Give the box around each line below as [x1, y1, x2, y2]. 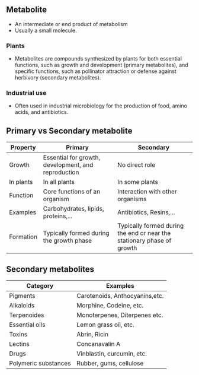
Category [26, 282, 54, 290]
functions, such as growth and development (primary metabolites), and [14, 62, 188, 69]
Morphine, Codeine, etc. [76, 301, 144, 310]
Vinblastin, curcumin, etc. [76, 349, 147, 358]
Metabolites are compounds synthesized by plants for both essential [14, 55, 182, 62]
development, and [43, 161, 94, 169]
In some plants [117, 178, 158, 186]
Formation [9, 233, 37, 241]
